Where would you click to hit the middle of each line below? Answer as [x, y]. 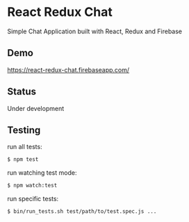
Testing [24, 130]
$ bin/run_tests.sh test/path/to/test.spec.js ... [82, 212]
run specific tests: [33, 199]
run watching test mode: [42, 173]
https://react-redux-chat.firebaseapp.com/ [68, 69]
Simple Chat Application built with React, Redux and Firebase [95, 31]
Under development [36, 108]
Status [22, 92]
